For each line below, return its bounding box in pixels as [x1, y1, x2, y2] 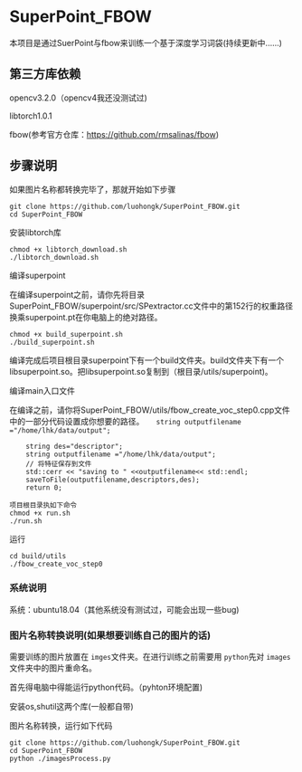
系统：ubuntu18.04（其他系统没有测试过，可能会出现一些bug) [9, 604, 240, 615]
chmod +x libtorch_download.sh [9, 244, 127, 254]
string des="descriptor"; [25, 442, 124, 451]
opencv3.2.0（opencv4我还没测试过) [9, 92, 147, 103]
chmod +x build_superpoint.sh [9, 329, 124, 338]
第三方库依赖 [9, 66, 81, 82]
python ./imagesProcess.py [9, 754, 111, 764]
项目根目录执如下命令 [9, 500, 77, 510]
